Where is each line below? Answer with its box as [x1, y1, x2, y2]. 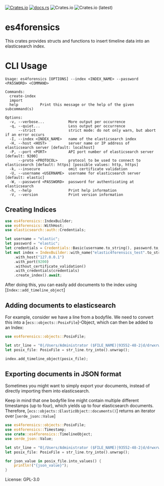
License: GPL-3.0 [5, 477, 40, 483]
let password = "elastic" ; [5, 241, 60, 246]
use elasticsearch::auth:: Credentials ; [5, 228, 86, 233]
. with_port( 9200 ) [14, 259, 49, 264]
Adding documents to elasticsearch [5, 301, 116, 310]
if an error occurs [5, 132, 45, 137]
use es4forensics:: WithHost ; [5, 223, 64, 228]
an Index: [5, 325, 24, 330]
